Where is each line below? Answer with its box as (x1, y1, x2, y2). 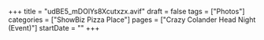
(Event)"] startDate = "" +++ (8, 24, 100, 32)
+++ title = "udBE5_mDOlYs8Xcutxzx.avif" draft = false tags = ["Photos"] (8, 7, 246, 16)
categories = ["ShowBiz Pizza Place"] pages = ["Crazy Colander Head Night (8, 15, 256, 24)
